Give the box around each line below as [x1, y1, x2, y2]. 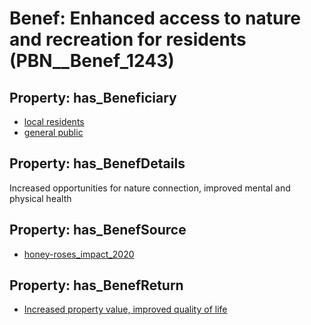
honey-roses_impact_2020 [23, 248, 135, 260]
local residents [23, 116, 85, 127]
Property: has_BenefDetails [9, 155, 186, 172]
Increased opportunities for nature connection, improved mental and [9, 182, 291, 194]
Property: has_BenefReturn [9, 277, 184, 294]
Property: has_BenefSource [9, 222, 187, 239]
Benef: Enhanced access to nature [9, 7, 301, 30]
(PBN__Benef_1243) [9, 50, 175, 72]
